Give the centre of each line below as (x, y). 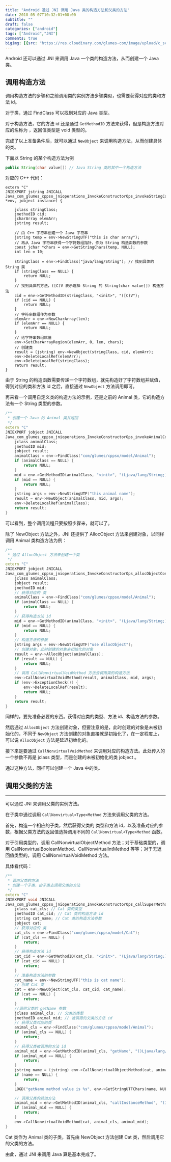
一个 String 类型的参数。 (39, 403)
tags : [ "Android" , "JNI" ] (32, 34)
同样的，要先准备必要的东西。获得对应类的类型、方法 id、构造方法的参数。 (83, 717)
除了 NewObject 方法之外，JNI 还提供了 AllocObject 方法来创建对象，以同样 (85, 534)
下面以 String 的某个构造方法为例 (40, 158)
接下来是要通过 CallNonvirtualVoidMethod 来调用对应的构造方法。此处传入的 (85, 751)
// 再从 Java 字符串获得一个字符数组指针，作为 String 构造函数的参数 (81, 243)
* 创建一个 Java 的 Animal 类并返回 (43, 418)
